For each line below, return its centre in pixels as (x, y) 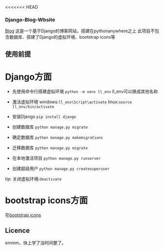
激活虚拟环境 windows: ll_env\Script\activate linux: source (72, 102)
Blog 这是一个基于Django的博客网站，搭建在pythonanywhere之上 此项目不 (80, 31)
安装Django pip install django (44, 116)
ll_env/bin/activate (33, 107)
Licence (18, 230)
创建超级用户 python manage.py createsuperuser (61, 168)
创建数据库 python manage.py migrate (50, 127)
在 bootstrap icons (23, 215)
